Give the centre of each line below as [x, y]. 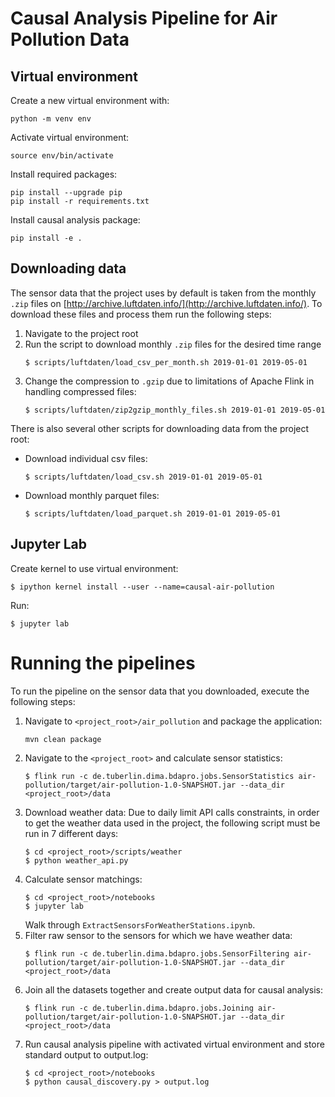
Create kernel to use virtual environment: [94, 568]
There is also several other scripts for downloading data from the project [160, 428]
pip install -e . [46, 238]
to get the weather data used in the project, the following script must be [172, 823]
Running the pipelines [103, 663]
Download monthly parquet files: [92, 495]
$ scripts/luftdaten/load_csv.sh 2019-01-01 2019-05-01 [143, 477]
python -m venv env [51, 119]
